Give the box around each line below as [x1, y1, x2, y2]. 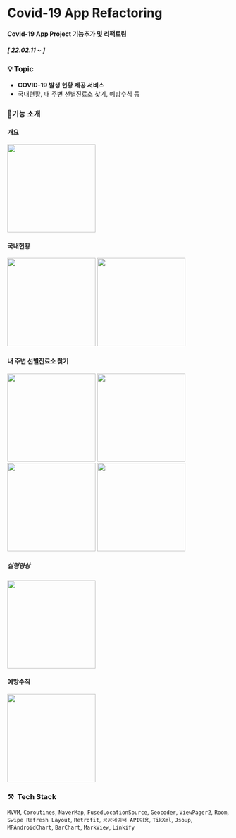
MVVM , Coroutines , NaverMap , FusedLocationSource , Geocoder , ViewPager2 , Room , [7, 808, 230, 816]
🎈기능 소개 [7, 109, 41, 119]
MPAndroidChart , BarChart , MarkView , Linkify [7, 823, 135, 832]
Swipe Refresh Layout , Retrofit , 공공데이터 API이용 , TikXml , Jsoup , [7, 815, 193, 824]
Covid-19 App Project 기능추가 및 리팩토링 [7, 30, 127, 38]
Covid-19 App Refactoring [7, 5, 163, 21]
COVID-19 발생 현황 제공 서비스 [17, 81, 104, 90]
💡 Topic [7, 63, 34, 73]
